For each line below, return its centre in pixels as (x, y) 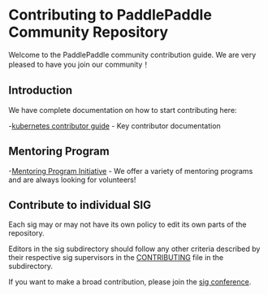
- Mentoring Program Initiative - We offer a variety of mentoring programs (131, 171)
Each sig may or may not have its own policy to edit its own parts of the (128, 224)
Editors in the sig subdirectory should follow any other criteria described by (134, 249)
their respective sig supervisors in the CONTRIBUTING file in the (116, 258)
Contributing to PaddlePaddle (110, 15)
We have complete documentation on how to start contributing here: (123, 110)
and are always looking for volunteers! (72, 180)
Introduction (41, 91)
